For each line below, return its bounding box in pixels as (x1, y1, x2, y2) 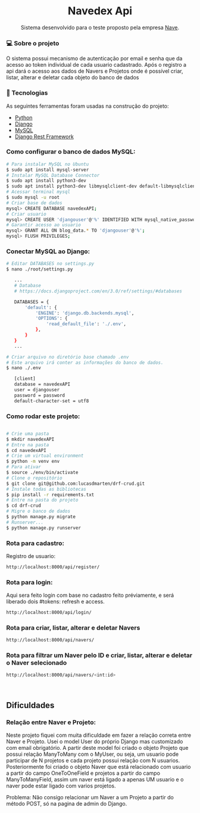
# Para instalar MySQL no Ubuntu (6, 161, 89, 167)
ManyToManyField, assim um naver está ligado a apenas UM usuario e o (6, 776, 184, 783)
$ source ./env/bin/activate (6, 469, 79, 476)
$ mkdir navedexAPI (6, 436, 55, 442)
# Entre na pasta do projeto (6, 497, 79, 503)
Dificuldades (6, 700, 55, 710)
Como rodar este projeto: (6, 412, 80, 420)
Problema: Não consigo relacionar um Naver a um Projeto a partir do (6, 794, 174, 801)
